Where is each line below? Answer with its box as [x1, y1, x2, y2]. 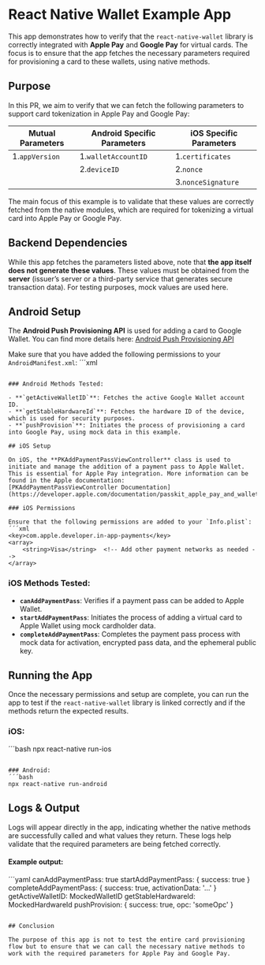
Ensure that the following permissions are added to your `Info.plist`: [8, 518, 252, 526]
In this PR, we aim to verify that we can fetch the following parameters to [8, 100, 244, 110]
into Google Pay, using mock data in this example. [8, 428, 181, 437]
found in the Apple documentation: [8, 477, 125, 485]
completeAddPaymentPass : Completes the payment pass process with [19, 629, 241, 639]
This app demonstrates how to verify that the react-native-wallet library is [8, 32, 254, 41]
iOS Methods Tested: [8, 578, 91, 589]
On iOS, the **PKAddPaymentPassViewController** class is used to [8, 456, 231, 464]
